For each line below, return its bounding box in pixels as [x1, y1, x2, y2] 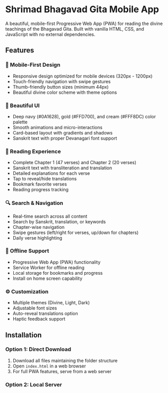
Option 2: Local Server [5, 381, 62, 388]
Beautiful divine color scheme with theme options [12, 89, 117, 95]
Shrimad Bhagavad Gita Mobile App [5, 4, 159, 15]
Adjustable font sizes [12, 305, 57, 311]
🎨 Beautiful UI [5, 102, 40, 109]
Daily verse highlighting [12, 234, 62, 241]
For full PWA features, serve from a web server [12, 368, 112, 374]
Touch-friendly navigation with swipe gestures [12, 78, 111, 85]
